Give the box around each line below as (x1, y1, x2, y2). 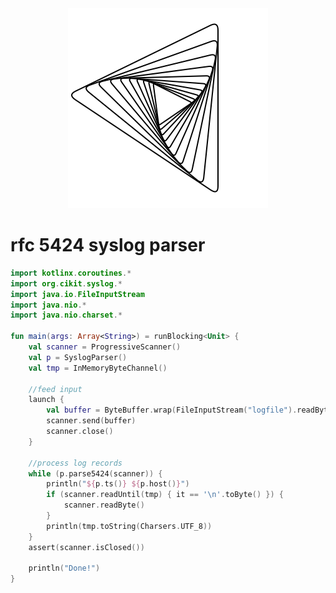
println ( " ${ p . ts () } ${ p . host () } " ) (46, 479, 190, 489)
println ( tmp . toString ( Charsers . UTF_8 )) (46, 521, 213, 531)
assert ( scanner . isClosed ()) (28, 542, 145, 552)
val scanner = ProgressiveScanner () (28, 342, 182, 352)
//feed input (28, 384, 83, 394)
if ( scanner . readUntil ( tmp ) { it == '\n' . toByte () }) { (46, 490, 284, 500)
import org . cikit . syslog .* (10, 278, 123, 289)
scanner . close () (46, 427, 114, 437)
